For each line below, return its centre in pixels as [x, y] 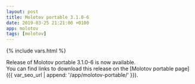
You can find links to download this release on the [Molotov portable [90, 69]
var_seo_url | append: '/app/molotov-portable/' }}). [76, 75]
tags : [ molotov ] [26, 34]
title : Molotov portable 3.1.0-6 [48, 17]
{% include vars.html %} [36, 51]
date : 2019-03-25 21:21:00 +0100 [48, 23]
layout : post [22, 12]
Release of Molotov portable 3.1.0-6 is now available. [71, 63]
